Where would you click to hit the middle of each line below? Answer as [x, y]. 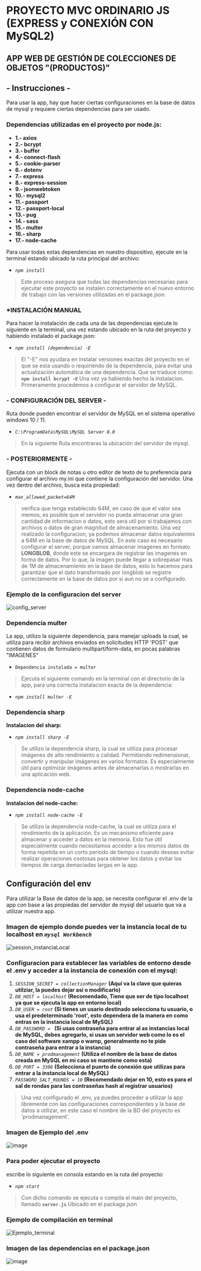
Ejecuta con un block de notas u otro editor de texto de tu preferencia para [99, 472]
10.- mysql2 [30, 195]
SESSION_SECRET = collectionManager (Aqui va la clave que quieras [98, 984]
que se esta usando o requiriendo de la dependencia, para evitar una [107, 366]
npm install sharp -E [42, 738]
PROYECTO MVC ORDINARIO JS [88, 11]
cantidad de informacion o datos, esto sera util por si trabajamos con [106, 521]
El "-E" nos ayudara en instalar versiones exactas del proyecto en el [105, 359]
